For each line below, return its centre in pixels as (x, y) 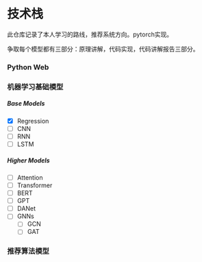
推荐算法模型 (28, 251)
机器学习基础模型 (35, 86)
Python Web (28, 67)
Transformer (35, 185)
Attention (30, 177)
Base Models (26, 104)
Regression (33, 121)
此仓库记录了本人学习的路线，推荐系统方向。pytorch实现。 (90, 34)
